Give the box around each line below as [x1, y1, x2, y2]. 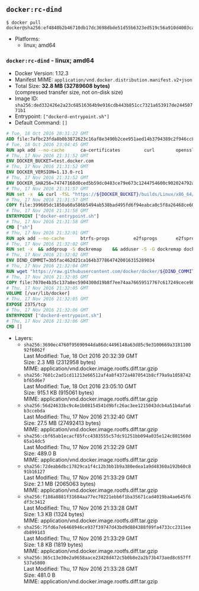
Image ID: [14, 95, 38, 102]
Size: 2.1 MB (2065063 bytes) [23, 480, 96, 487]
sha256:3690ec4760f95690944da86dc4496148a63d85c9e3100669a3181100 [23, 342, 191, 348]
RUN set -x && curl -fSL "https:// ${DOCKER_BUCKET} [6, 191, 139, 197]
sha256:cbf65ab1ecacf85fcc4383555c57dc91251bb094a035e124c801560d [23, 433, 191, 439]
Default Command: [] [14, 119, 68, 126]
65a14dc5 [23, 438, 46, 444]
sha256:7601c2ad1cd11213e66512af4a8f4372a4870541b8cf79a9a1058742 [23, 372, 191, 378]
